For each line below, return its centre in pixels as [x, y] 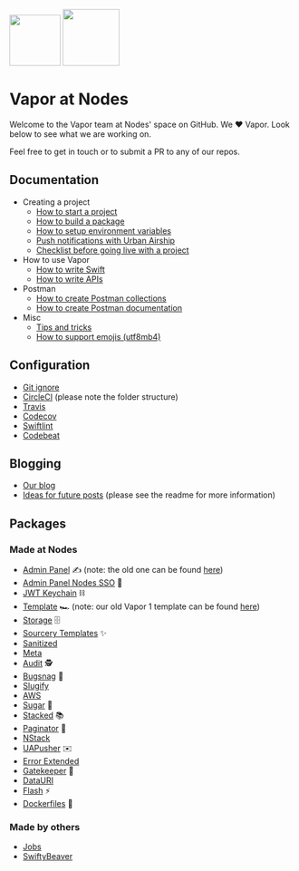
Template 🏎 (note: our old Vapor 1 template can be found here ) [141, 606]
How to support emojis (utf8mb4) [98, 336]
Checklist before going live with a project [112, 250]
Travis [34, 406]
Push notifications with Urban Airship [105, 240]
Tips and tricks [64, 327]
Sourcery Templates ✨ [64, 634]
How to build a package [80, 221]
